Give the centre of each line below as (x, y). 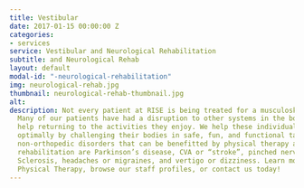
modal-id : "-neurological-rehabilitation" (90, 77)
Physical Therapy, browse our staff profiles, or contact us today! (149, 169)
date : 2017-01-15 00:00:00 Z (64, 26)
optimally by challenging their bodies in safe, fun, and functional (151, 136)
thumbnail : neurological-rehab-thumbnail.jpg (96, 93)
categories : (32, 34)
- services (30, 43)
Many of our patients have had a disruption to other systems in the (151, 118)
